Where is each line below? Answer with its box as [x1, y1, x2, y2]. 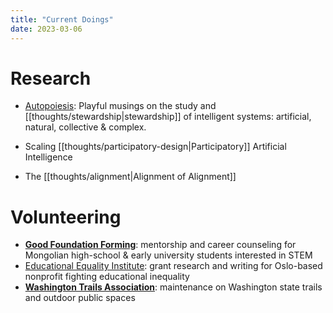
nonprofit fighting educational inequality [24, 271, 190, 283]
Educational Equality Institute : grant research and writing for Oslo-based [24, 260, 323, 272]
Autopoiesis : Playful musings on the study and [24, 100, 217, 112]
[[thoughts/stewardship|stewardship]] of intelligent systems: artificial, [24, 111, 312, 123]
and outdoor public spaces [24, 292, 136, 304]
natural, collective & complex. [24, 121, 147, 133]
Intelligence [24, 151, 73, 163]
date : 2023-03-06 [10, 24, 83, 34]
